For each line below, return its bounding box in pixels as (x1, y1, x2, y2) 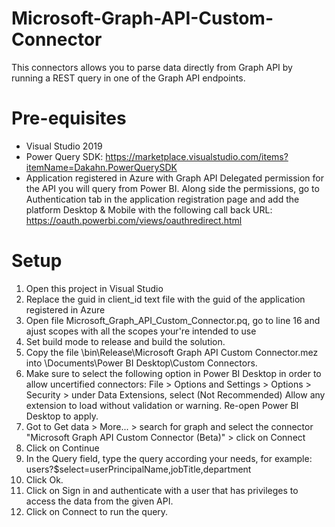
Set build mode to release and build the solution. (25, 335, 226, 347)
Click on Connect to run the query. (25, 505, 169, 517)
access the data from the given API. (25, 495, 174, 507)
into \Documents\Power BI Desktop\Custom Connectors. (25, 357, 258, 369)
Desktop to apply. (25, 410, 99, 422)
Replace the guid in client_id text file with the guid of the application (25, 293, 306, 305)
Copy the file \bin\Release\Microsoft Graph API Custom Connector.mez (25, 346, 319, 358)
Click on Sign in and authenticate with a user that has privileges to (25, 484, 299, 496)
